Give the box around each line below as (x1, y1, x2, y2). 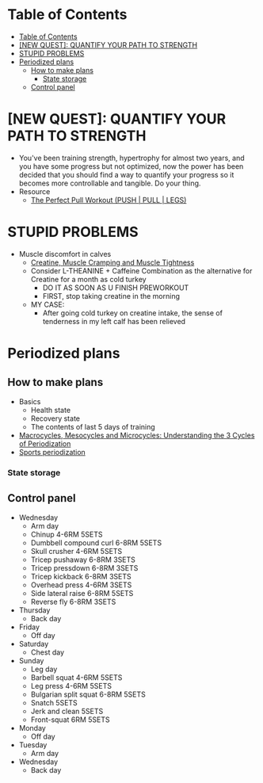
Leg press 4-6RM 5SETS (30, 681, 112, 690)
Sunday (18, 655, 44, 665)
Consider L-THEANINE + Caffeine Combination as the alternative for (30, 265, 253, 275)
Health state (30, 405, 71, 414)
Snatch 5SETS (30, 697, 78, 707)
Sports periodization (18, 447, 86, 456)
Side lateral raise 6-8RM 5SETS (30, 588, 134, 598)
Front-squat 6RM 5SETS (30, 715, 110, 724)
